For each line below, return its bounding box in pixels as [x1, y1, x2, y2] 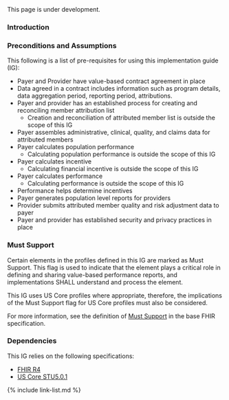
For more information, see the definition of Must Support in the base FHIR [7, 311, 215, 320]
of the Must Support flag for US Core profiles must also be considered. [7, 298, 208, 307]
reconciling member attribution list [17, 107, 115, 115]
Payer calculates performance [17, 172, 103, 180]
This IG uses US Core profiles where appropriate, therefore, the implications [7, 291, 222, 300]
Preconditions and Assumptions [7, 41, 117, 50]
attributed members [17, 135, 74, 144]
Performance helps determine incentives [17, 187, 133, 195]
